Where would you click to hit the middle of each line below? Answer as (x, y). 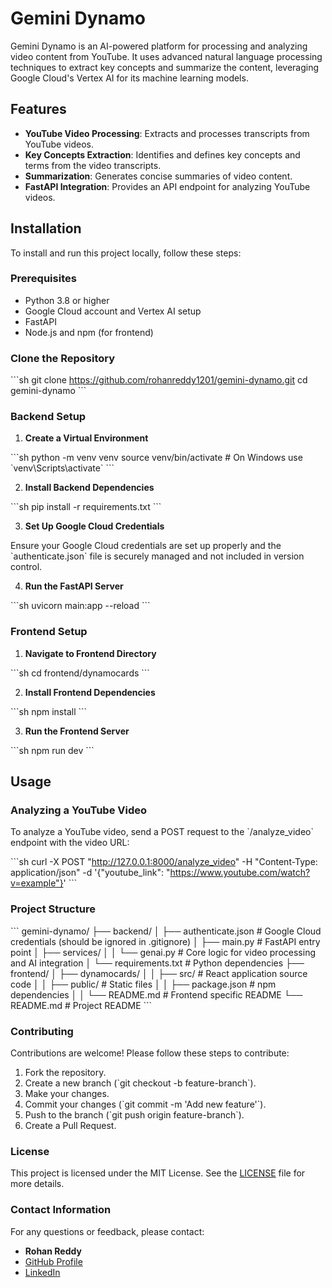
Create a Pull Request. (70, 1126)
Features (38, 109)
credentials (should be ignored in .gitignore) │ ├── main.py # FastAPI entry (165, 941)
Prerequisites (43, 279)
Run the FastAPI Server (74, 586)
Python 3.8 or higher (67, 300)
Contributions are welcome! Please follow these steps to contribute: (150, 1053)
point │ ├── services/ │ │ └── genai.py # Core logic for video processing (163, 952)
